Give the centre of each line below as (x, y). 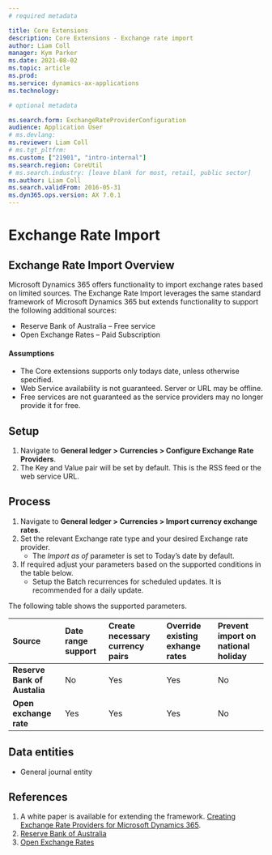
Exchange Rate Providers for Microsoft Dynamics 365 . (110, 825)
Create (121, 626)
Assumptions (32, 353)
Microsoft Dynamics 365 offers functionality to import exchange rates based (136, 285)
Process (30, 502)
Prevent (233, 626)
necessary (129, 636)
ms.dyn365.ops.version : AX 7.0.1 (65, 195)
